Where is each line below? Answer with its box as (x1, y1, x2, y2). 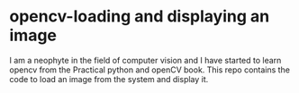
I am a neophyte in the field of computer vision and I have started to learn (9, 55, 282, 65)
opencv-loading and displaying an (9, 6, 270, 27)
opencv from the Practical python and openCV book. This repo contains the (9, 64, 291, 75)
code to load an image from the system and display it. (9, 73, 209, 84)
